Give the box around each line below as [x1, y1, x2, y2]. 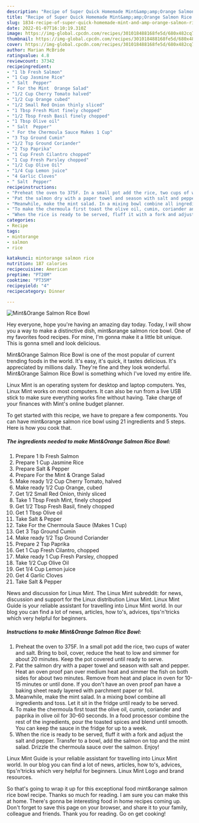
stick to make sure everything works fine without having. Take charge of [6, 394, 182, 401]
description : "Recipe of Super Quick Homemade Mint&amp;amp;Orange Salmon [6, 8, 195, 15]
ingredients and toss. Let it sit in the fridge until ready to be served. [15, 700, 179, 707]
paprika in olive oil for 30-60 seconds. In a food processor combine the [15, 712, 190, 719]
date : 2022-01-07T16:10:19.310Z [6, 25, 86, 31]
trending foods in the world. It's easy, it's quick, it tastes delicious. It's [6, 358, 177, 365]
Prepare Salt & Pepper [15, 465, 70, 472]
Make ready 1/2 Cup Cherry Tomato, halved [15, 478, 122, 485]
